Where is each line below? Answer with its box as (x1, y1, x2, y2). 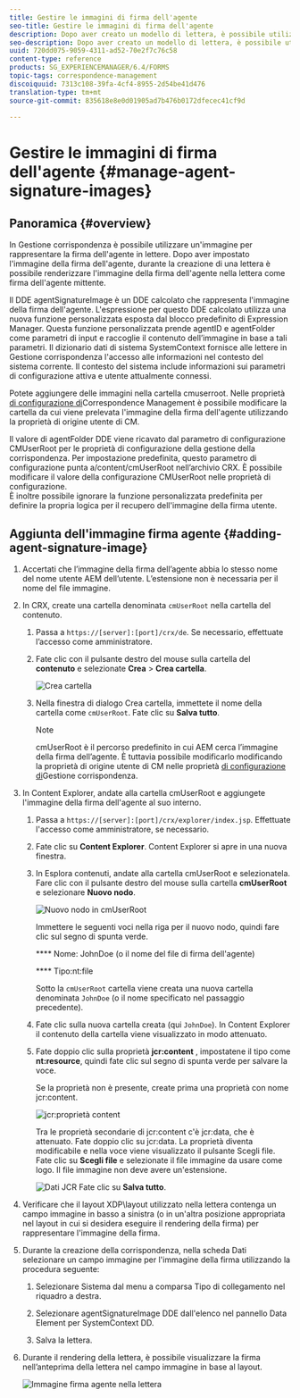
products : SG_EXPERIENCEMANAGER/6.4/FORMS (9, 63, 170, 72)
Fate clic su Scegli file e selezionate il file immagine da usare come (35, 1155, 283, 1166)
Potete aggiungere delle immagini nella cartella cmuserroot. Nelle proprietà (9, 388, 286, 398)
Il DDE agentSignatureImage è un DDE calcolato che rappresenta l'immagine (9, 295, 290, 306)
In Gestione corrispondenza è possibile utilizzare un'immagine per (9, 239, 253, 250)
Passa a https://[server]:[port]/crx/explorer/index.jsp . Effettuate (35, 815, 291, 825)
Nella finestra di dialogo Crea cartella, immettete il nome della (35, 698, 262, 708)
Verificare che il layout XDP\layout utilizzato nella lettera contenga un (21, 1199, 277, 1210)
